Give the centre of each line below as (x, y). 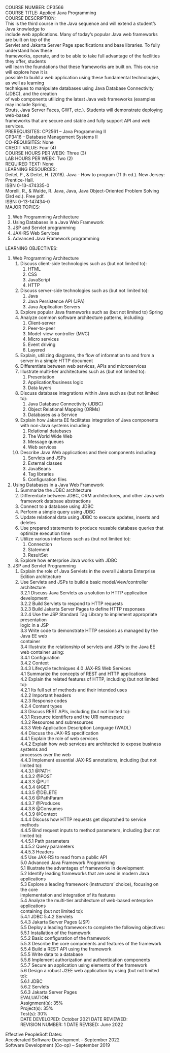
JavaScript (39, 280)
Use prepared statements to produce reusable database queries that (92, 528)
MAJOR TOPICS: (23, 207)
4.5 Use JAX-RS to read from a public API (64, 857)
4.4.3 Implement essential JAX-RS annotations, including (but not (88, 760)
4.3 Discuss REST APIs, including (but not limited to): (75, 711)
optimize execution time (45, 533)
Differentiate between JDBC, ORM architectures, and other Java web (92, 496)
